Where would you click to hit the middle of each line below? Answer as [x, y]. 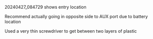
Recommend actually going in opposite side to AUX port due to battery [76, 16]
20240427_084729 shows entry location [46, 7]
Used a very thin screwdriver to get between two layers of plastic [71, 31]
